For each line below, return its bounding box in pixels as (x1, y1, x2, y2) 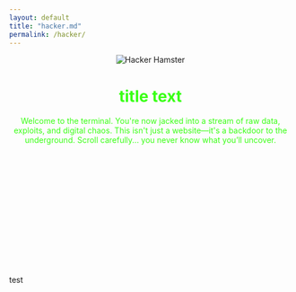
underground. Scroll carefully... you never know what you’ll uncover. (24, 135, 276, 146)
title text (118, 86, 183, 106)
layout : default (9, 13, 70, 22)
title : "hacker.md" (9, 22, 82, 31)
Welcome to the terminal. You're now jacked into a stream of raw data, (20, 116, 281, 127)
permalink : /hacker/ (9, 30, 86, 39)
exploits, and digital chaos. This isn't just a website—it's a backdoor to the (13, 125, 288, 136)
